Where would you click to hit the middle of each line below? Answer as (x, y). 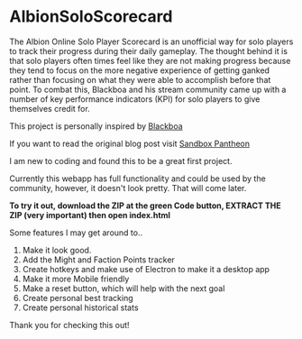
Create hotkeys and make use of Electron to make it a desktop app (146, 269)
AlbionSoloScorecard (91, 17)
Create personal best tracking (78, 298)
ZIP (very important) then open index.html (90, 215)
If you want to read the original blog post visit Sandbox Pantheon (130, 143)
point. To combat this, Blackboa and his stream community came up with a (148, 89)
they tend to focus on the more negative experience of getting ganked (140, 70)
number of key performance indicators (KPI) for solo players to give (135, 99)
